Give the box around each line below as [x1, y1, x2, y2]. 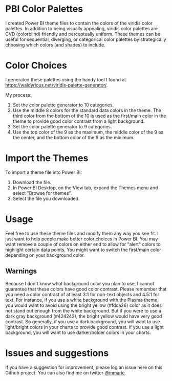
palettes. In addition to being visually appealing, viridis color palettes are [5, 25, 158, 31]
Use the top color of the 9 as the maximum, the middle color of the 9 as [12, 129, 164, 135]
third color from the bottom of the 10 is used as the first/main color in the [12, 113, 166, 119]
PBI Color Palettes [5, 3, 83, 15]
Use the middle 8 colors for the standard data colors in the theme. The [12, 107, 161, 113]
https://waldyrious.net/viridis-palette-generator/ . [5, 82, 108, 88]
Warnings [5, 267, 37, 276]
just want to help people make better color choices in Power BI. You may [5, 236, 158, 242]
